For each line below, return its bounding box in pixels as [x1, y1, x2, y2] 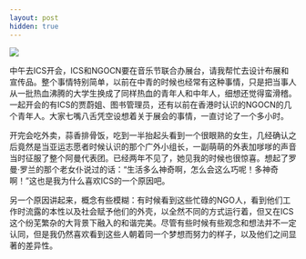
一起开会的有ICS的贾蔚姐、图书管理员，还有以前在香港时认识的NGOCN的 [9, 99, 284, 110]
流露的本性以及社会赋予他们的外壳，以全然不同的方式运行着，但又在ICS [25, 205, 294, 216]
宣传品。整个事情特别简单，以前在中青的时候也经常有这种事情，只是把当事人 [9, 76, 297, 87]
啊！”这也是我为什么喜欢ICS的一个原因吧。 [9, 174, 170, 186]
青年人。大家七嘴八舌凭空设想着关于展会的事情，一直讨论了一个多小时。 [16, 110, 289, 121]
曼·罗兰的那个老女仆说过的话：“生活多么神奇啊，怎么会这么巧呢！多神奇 [9, 164, 280, 174]
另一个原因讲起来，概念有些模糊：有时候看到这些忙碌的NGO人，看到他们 [9, 194, 283, 205]
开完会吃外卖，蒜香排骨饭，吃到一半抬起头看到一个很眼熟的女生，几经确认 [9, 129, 289, 141]
